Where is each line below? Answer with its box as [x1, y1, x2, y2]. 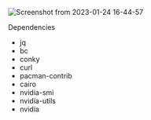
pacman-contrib [19, 71, 72, 80]
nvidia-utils [19, 96, 57, 105]
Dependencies [8, 23, 56, 31]
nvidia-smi [19, 88, 54, 97]
